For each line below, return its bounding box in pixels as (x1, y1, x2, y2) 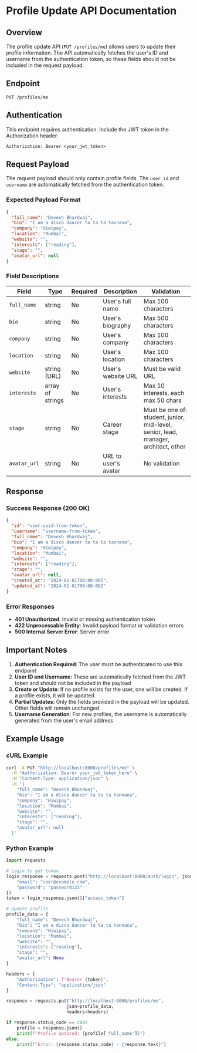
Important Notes (6, 645, 67, 655)
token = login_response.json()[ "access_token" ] (6, 895, 125, 902)
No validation (143, 459, 180, 467)
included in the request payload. (6, 62, 84, 69)
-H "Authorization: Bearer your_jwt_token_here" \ (11, 770, 138, 776)
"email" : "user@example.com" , (16, 879, 91, 885)
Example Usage (6, 734, 64, 744)
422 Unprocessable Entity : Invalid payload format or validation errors (14, 622, 184, 629)
